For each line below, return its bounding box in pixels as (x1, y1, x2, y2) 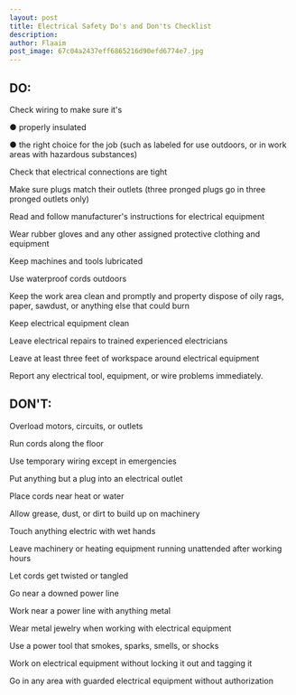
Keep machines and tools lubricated (9, 255, 143, 267)
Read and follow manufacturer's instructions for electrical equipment (9, 211, 265, 221)
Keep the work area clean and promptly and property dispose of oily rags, (9, 290, 284, 301)
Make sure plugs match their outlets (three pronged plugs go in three (9, 183, 266, 194)
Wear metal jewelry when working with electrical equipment (9, 623, 232, 634)
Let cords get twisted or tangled (9, 570, 129, 581)
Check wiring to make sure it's (9, 104, 123, 115)
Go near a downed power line (9, 587, 119, 598)
